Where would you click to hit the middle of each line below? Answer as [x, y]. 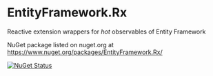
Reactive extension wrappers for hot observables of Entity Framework [106, 31]
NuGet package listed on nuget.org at [60, 45]
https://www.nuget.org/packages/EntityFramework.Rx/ [85, 52]
